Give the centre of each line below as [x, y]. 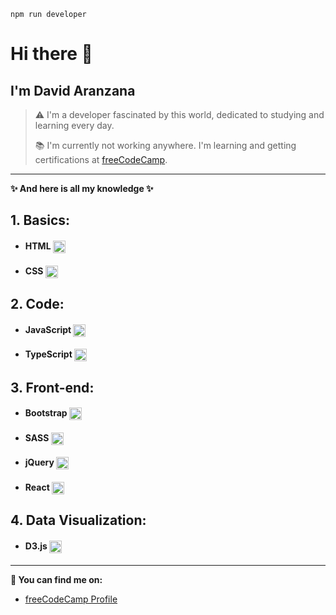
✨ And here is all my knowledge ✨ [82, 188]
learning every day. [74, 125]
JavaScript [48, 329]
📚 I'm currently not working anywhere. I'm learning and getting [165, 145]
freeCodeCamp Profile [71, 599]
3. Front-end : [52, 387]
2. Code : [37, 303]
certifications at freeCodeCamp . [101, 159]
